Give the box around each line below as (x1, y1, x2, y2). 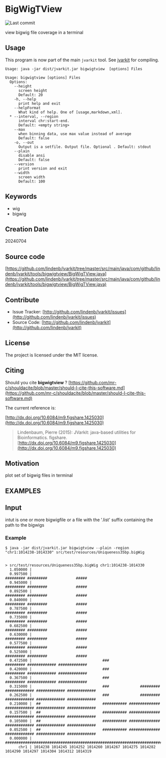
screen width (18, 175, 45, 179)
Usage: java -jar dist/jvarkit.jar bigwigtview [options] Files (5, 66, 142, 71)
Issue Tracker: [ (12, 309, 44, 314)
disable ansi (18, 153, 45, 158)
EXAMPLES (5, 487, 41, 495)
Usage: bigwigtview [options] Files (5, 75, 81, 80)
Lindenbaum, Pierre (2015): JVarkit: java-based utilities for (17, 429, 136, 435)
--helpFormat (14, 105, 41, 110)
